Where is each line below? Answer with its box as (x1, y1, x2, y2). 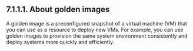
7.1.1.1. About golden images (6, 5, 110, 14)
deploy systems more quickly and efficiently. (6, 38, 115, 45)
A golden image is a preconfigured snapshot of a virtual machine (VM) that (6, 20, 187, 27)
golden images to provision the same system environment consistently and (6, 32, 188, 39)
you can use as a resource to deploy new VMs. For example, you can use (6, 26, 184, 33)
